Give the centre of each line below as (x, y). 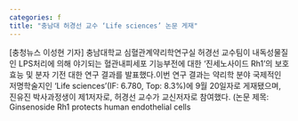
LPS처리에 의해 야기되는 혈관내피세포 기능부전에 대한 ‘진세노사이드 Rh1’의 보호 (154, 63)
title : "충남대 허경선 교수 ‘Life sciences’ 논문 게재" (104, 26)
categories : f (36, 17)
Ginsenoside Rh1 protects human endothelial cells (100, 107)
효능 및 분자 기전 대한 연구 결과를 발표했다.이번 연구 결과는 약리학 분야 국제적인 (145, 74)
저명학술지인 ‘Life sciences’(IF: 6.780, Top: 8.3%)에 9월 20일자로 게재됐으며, (145, 85)
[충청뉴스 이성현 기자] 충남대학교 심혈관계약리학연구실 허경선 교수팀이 (130, 52)
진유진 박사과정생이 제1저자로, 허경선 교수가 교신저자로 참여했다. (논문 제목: (139, 97)
